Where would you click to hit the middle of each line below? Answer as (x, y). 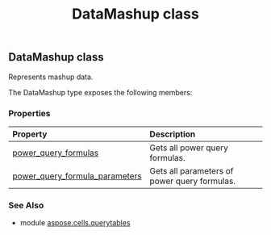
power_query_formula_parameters (77, 176)
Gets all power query (189, 148)
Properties (29, 113)
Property (30, 134)
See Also (26, 205)
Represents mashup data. (51, 77)
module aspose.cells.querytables (75, 223)
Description (173, 134)
